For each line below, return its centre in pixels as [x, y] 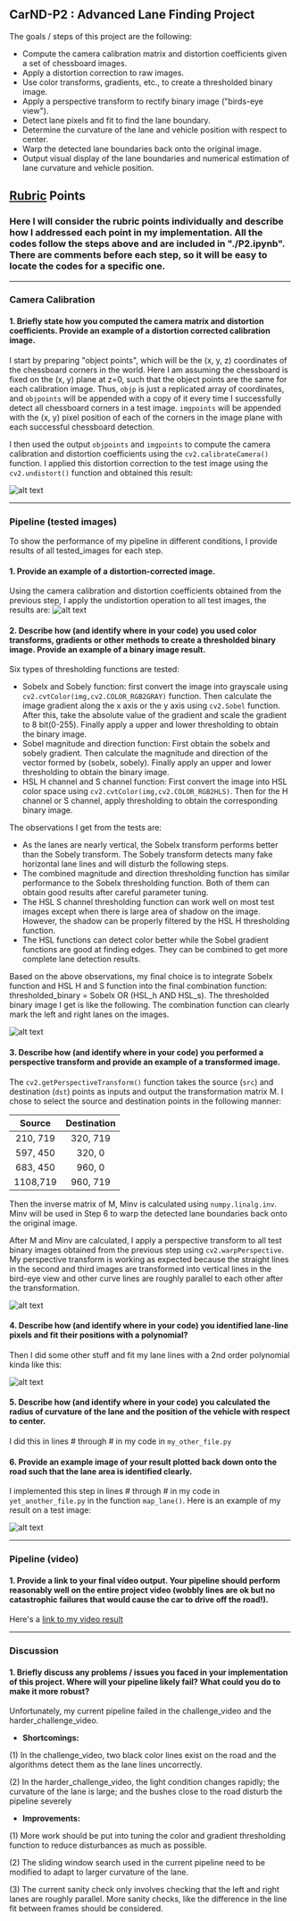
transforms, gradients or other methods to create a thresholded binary [143, 640]
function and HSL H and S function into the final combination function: [138, 986]
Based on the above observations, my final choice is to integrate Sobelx [141, 977]
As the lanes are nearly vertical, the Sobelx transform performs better [150, 845]
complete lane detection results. [81, 959]
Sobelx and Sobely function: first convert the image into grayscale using [155, 687]
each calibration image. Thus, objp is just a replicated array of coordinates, [147, 388]
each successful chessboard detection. [82, 427]
